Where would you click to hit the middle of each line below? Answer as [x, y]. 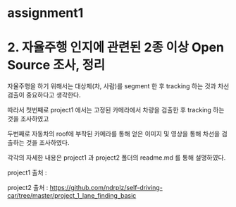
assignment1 [45, 13]
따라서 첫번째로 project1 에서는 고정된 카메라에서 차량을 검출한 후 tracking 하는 [116, 110]
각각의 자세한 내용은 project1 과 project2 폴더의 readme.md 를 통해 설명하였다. [117, 158]
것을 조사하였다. [48, 143]
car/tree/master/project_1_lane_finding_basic [72, 196]
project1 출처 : [27, 173]
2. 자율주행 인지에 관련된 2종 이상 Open [116, 48]
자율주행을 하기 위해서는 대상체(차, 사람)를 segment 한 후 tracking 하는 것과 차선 [118, 86]
